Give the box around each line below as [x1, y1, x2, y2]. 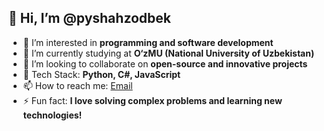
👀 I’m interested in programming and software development [22, 36, 274, 48]
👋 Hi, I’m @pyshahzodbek [8, 10, 172, 27]
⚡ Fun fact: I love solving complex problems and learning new [22, 94, 283, 106]
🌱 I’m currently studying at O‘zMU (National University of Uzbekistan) [22, 47, 315, 59]
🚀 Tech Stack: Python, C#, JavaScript [22, 68, 181, 80]
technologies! [22, 109, 83, 121]
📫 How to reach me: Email [22, 79, 133, 91]
